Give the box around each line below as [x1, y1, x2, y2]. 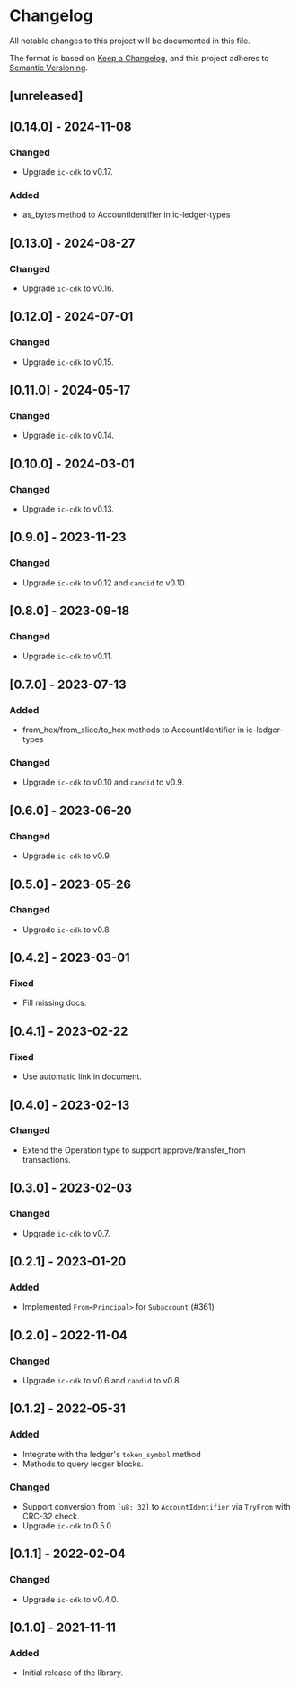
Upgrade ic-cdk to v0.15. [22, 357, 114, 367]
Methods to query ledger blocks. [22, 1458, 144, 1469]
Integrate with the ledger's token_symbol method [22, 1448, 202, 1459]
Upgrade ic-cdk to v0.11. [22, 650, 113, 662]
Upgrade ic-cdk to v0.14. [22, 430, 115, 441]
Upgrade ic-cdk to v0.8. [22, 924, 112, 935]
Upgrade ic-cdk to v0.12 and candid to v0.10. [22, 577, 187, 588]
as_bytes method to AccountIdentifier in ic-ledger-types [22, 209, 231, 221]
